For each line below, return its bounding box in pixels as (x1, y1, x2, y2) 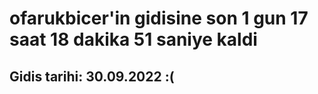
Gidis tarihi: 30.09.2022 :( (9, 68, 175, 85)
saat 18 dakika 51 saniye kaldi (9, 28, 258, 51)
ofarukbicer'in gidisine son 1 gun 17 (9, 7, 309, 30)
